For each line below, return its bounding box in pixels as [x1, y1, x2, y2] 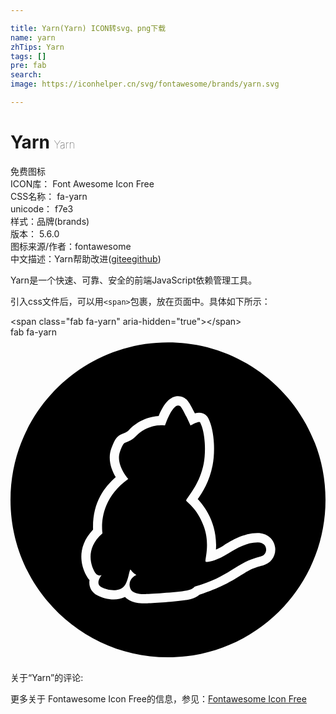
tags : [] [10, 51, 47, 61]
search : [10, 70, 43, 80]
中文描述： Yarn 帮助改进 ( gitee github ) [10, 252, 162, 265]
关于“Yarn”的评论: [10, 672, 84, 684]
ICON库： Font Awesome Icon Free [10, 177, 155, 190]
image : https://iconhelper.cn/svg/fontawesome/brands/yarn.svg [10, 79, 280, 90]
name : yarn [10, 32, 56, 43]
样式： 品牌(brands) [10, 215, 90, 227]
